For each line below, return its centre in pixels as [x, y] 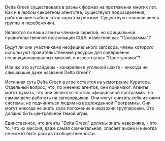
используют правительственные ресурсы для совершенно [67, 52]
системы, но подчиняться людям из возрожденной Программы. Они [78, 103]
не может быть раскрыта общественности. [50, 133]
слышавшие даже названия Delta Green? [48, 72]
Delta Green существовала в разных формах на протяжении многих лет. [81, 7]
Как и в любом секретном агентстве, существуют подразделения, [75, 12]
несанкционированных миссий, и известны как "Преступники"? [73, 58]
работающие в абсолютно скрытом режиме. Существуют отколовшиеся [82, 18]
